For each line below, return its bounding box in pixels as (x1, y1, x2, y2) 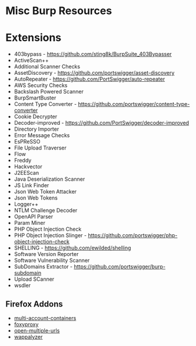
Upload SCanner (14, 275, 55, 283)
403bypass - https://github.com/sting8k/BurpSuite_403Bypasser (14, 51, 172, 58)
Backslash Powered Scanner (14, 88, 84, 95)
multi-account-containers (14, 314, 77, 321)
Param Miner (14, 219, 45, 227)
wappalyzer (14, 333, 43, 340)
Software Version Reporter (14, 251, 79, 258)
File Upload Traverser (14, 144, 67, 151)
